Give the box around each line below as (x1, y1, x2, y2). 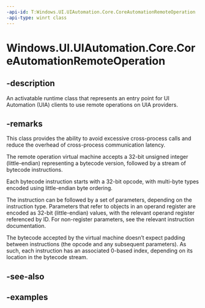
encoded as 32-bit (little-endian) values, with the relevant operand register (6, 209, 195, 217)
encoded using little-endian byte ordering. (6, 185, 113, 192)
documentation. (6, 222, 47, 230)
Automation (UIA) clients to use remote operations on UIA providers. (6, 101, 179, 108)
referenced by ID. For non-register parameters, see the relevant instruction (6, 216, 195, 223)
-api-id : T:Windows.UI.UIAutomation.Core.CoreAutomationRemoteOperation (6, 9, 196, 15)
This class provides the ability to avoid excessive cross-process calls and (6, 135, 192, 142)
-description (6, 78, 55, 89)
